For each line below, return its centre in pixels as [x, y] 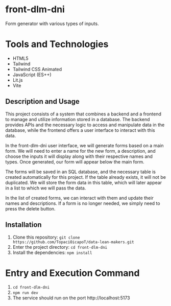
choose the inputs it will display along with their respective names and [79, 156]
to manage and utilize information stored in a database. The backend [78, 119]
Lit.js [18, 80]
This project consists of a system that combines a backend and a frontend [83, 114]
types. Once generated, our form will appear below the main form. [75, 161]
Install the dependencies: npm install [52, 252]
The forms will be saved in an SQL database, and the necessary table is [80, 172]
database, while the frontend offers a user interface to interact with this [80, 130]
